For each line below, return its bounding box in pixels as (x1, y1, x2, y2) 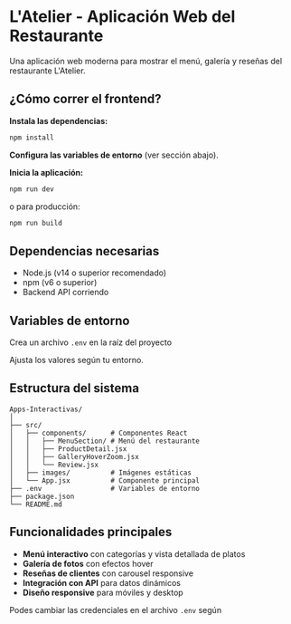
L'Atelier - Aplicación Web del (9, 6, 236, 27)
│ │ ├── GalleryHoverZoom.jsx (9, 452, 140, 461)
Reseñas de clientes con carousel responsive (22, 568, 194, 579)
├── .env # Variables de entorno (9, 484, 201, 493)
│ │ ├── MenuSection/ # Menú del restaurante (9, 437, 201, 446)
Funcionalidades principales (9, 524, 173, 540)
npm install (9, 133, 54, 142)
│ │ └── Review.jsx (9, 460, 99, 469)
